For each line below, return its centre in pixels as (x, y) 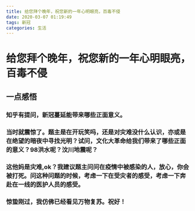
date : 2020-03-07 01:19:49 (39, 17)
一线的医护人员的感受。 (51, 184)
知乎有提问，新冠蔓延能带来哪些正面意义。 (66, 115)
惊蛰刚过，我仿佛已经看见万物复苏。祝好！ (66, 202)
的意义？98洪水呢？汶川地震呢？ (52, 149)
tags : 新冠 (18, 22)
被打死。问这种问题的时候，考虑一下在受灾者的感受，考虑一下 (93, 175)
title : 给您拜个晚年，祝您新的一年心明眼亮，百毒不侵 (63, 11)
